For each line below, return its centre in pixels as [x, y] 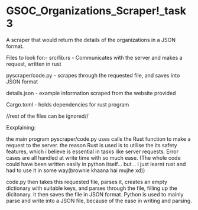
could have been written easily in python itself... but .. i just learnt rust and [96, 164]
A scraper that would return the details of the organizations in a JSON [91, 40]
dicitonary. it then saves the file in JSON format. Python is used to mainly [95, 194]
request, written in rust [34, 64]
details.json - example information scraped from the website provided [91, 93]
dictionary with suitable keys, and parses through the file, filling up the [92, 188]
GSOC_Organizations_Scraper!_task [96, 11]
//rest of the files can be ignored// [47, 116]
